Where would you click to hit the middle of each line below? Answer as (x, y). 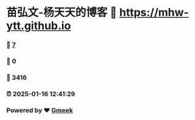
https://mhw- (154, 12)
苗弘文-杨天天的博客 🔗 (62, 12)
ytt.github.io (39, 26)
